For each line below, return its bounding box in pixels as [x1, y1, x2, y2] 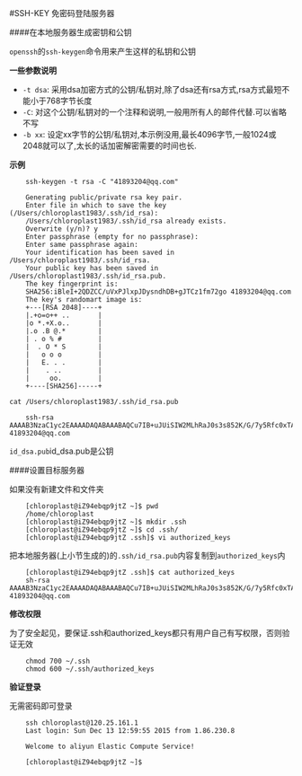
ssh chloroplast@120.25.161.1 [25, 719, 139, 727]
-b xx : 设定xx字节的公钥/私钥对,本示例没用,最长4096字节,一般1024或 [22, 129, 277, 139]
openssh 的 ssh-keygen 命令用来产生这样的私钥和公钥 [9, 46, 196, 57]
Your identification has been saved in [25, 248, 175, 257]
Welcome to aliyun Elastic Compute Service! [25, 742, 195, 751]
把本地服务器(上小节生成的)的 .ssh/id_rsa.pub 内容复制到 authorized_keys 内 [9, 551, 286, 560]
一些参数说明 [9, 66, 57, 75]
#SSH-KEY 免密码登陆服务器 [9, 8, 115, 18]
